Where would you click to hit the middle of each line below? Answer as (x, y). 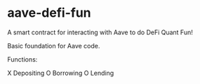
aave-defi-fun (49, 13)
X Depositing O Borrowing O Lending (61, 73)
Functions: (22, 59)
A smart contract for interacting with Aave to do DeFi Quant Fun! (100, 32)
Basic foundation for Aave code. (54, 45)
